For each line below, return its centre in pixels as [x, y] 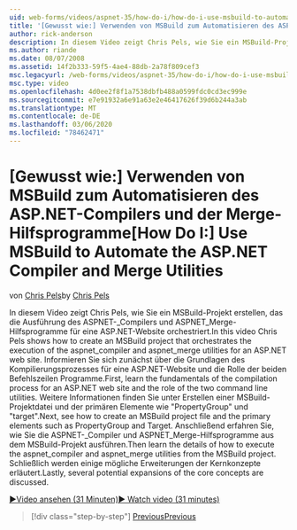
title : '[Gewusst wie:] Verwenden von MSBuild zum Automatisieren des [142, 26]
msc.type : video [39, 83]
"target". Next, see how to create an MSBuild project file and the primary [140, 416]
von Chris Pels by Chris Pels [60, 295]
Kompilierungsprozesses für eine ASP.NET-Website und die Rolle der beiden [148, 369]
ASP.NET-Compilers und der [116, 214]
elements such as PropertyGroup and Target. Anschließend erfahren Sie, [141, 425]
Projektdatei [31, 406]
